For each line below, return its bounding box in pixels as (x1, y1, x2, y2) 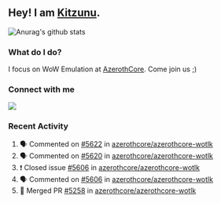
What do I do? (8, 46, 62, 57)
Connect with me (8, 84, 75, 95)
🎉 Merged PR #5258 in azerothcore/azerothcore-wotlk (19, 186, 197, 195)
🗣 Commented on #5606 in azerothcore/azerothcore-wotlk (19, 174, 214, 183)
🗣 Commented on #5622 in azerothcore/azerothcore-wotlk (19, 139, 214, 148)
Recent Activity (8, 121, 69, 132)
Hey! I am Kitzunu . (8, 6, 101, 20)
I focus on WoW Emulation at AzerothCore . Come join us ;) (8, 64, 197, 74)
